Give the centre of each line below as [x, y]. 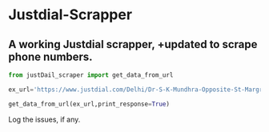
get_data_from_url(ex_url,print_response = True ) [89, 104]
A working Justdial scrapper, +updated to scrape [133, 44]
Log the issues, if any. [44, 119]
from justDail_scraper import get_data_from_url [91, 75]
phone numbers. [51, 56]
